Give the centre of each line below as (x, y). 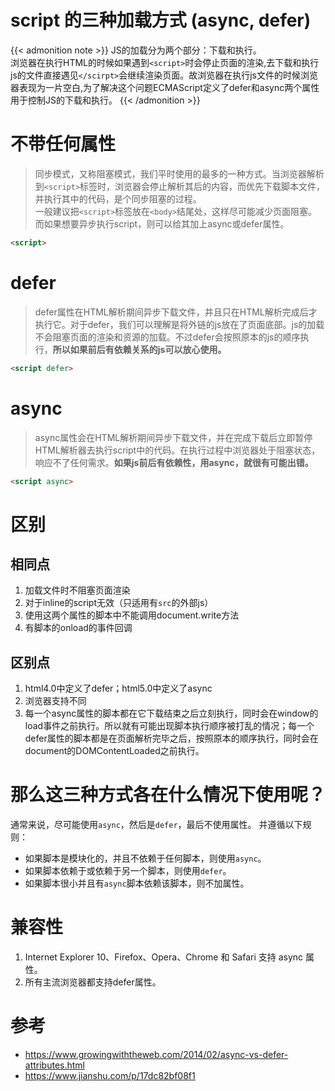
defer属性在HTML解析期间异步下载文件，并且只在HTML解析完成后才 (176, 312)
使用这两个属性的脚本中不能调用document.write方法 (132, 615)
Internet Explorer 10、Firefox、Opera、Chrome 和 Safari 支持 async (164, 957)
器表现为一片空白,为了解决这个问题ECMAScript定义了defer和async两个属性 (165, 87)
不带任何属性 (63, 144)
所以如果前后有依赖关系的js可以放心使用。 (139, 349)
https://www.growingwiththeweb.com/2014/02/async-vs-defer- (156, 1054)
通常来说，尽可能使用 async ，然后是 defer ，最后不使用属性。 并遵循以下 (156, 825)
